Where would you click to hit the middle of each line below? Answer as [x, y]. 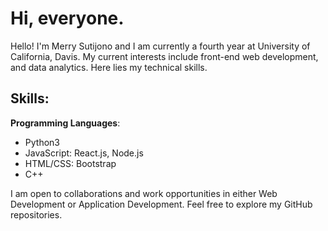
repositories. [36, 214]
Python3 [42, 142]
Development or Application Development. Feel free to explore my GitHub [161, 204]
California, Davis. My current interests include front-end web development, [164, 56]
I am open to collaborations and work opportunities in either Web [144, 193]
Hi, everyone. [67, 18]
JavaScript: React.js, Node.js [84, 153]
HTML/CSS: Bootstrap [70, 163]
